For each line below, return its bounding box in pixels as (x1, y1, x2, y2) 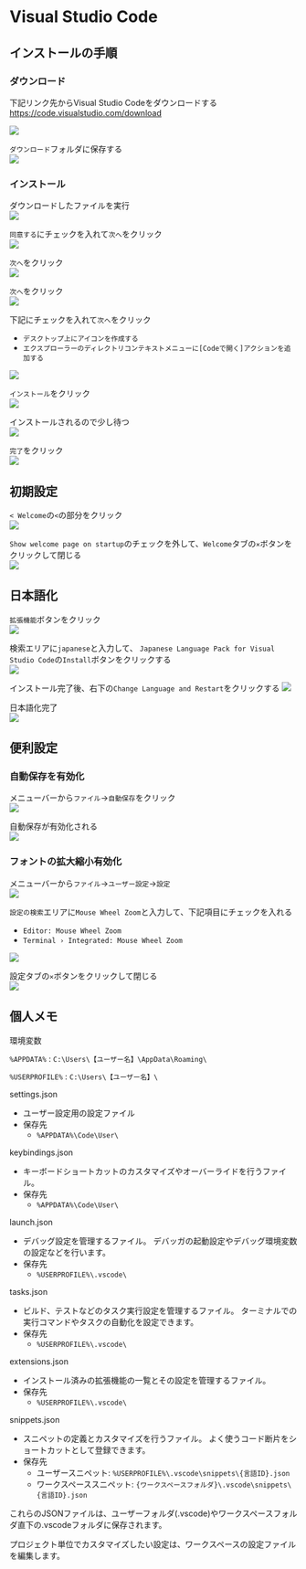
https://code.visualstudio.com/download (9, 107, 162, 118)
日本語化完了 (9, 702, 58, 713)
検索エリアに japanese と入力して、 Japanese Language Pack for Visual (9, 642, 276, 653)
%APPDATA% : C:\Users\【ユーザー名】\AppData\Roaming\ (9, 1053, 207, 1064)
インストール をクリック (9, 388, 91, 399)
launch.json (9, 1216, 53, 1227)
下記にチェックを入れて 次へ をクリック (9, 314, 152, 325)
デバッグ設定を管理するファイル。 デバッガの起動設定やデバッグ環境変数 (22, 1235, 298, 1246)
